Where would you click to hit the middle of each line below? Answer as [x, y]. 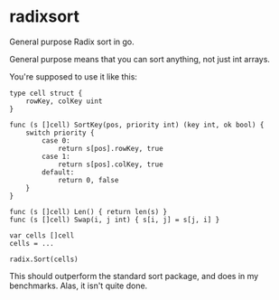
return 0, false [88, 180]
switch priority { [60, 133]
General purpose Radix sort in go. [72, 42]
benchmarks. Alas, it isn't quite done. [79, 286]
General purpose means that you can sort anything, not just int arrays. [140, 59]
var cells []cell [42, 235]
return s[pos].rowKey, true [111, 148]
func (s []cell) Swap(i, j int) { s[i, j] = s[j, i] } [115, 220]
